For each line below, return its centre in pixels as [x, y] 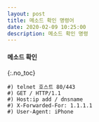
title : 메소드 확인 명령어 [41, 20]
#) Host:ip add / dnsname [45, 99]
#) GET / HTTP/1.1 [34, 93]
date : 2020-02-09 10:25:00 [47, 27]
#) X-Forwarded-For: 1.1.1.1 [50, 106]
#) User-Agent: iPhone [40, 112]
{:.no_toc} [21, 73]
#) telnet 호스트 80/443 [41, 87]
